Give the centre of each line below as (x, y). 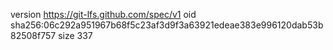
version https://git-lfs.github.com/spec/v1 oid (103, 14)
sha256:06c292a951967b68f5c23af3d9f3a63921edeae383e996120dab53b (167, 25)
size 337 (75, 35)
